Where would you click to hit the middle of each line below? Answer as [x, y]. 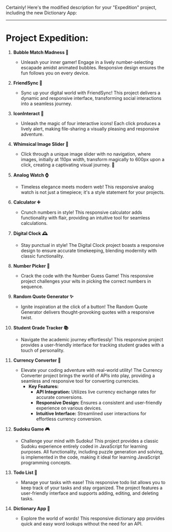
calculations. [34, 223]
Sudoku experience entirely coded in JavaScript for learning [84, 446]
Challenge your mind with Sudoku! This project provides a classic [90, 441]
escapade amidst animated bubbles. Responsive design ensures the [93, 67]
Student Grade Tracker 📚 [41, 327]
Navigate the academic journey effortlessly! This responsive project [92, 339]
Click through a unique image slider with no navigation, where [86, 154]
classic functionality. [42, 256]
